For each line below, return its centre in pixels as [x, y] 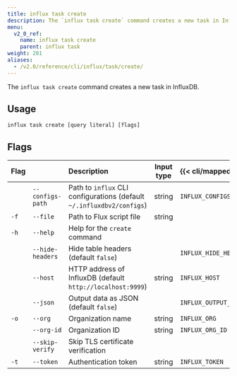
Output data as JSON [103, 298]
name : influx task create [58, 40]
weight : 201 [25, 54]
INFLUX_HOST [200, 278]
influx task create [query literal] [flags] [74, 125]
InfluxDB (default [96, 278]
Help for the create [100, 229]
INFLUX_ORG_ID [203, 330]
